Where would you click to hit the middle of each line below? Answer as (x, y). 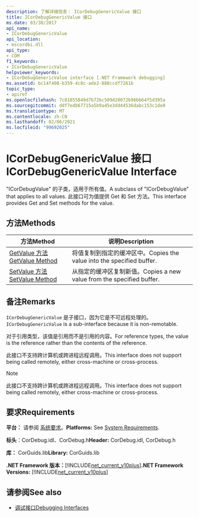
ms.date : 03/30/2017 (32, 23)
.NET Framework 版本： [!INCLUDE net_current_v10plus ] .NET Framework (95, 465)
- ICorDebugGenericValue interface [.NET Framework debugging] (86, 78)
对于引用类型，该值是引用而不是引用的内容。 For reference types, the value (97, 336)
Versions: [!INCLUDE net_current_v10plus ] (57, 472)
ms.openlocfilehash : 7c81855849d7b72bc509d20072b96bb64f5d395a (86, 100)
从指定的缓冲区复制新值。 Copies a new (126, 271)
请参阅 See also (34, 492)
